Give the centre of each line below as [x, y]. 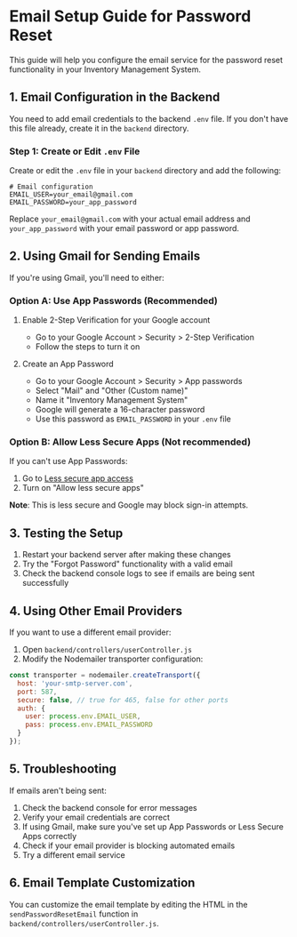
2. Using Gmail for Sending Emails [105, 256]
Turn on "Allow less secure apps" [83, 488]
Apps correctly [49, 836]
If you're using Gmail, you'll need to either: [87, 277]
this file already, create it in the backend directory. [99, 128]
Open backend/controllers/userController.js [107, 650]
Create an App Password [68, 364]
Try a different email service [74, 854]
